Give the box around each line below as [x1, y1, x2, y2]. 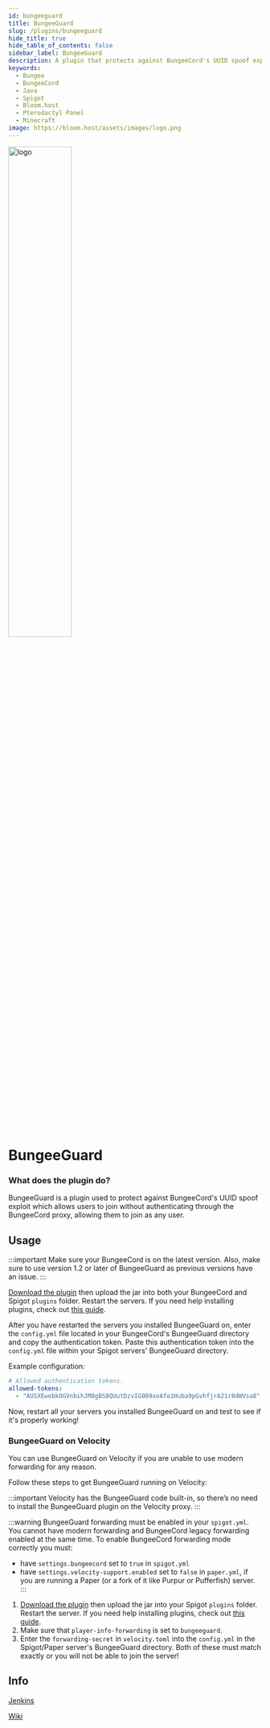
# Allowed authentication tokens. [8, 1377, 125, 1385]
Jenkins [8, 1695, 35, 1705]
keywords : [8, 64, 42, 72]
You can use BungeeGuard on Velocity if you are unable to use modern [8, 1453, 243, 1463]
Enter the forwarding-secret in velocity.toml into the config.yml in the [19, 1634, 256, 1644]
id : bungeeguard [8, 11, 63, 20]
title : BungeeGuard [8, 19, 74, 27]
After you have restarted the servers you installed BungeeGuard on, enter [8, 1320, 252, 1330]
